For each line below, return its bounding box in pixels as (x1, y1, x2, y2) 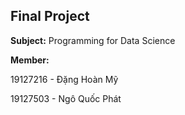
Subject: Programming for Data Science (10, 34, 176, 46)
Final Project (10, 8, 90, 25)
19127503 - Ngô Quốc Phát (10, 92, 122, 104)
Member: (10, 54, 50, 66)
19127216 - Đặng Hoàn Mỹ (10, 73, 119, 85)
